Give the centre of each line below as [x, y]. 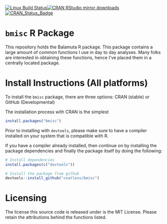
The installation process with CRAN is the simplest [57, 112]
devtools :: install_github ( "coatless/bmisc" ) [52, 178]
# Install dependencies [30, 160]
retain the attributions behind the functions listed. [56, 218]
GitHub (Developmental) [30, 102]
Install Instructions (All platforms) [76, 83]
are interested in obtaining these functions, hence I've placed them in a [78, 57]
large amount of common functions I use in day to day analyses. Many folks [83, 52]
